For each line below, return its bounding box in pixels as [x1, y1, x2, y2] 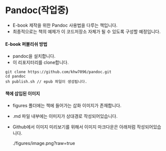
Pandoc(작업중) [5, 5, 69, 16]
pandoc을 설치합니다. [12, 53, 56, 59]
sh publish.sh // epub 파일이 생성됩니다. [5, 79, 87, 85]
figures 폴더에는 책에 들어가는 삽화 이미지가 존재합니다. [12, 103, 122, 109]
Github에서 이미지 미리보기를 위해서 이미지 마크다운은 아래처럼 [12, 124, 136, 130]
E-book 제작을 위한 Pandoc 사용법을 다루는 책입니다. [12, 22, 118, 28]
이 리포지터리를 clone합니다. [12, 59, 69, 65]
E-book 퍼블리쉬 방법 [5, 41, 48, 47]
